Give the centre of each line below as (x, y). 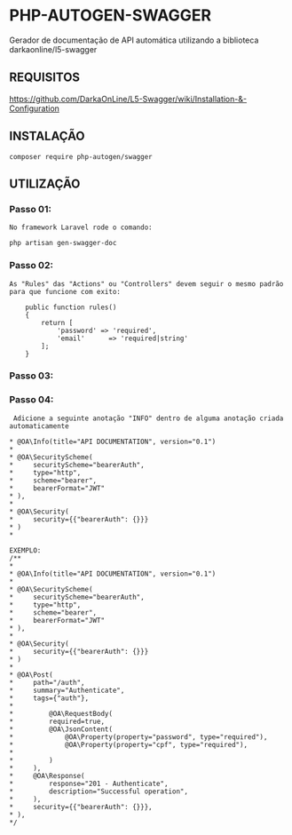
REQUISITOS (45, 78)
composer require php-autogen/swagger (81, 156)
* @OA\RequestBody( (61, 713)
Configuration (35, 108)
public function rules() (71, 307)
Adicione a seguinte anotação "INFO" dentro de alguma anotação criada (148, 418)
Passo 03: (32, 376)
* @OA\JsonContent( (61, 729)
